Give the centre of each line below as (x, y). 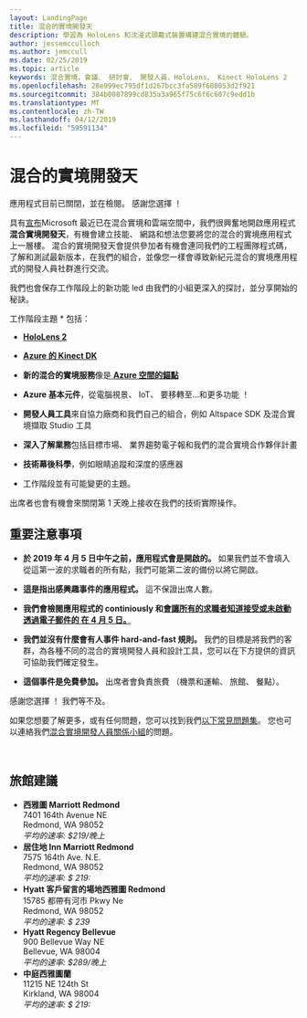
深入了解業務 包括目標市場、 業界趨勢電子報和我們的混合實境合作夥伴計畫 (160, 445)
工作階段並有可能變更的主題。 (79, 483)
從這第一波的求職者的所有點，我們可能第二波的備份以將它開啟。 (143, 569)
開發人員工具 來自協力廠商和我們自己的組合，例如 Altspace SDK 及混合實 (159, 414)
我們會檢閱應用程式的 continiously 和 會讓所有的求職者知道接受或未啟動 (157, 608)
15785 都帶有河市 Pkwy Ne (73, 900)
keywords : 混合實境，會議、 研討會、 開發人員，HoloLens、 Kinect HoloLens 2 (148, 78)
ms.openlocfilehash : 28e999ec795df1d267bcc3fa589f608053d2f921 (132, 86)
